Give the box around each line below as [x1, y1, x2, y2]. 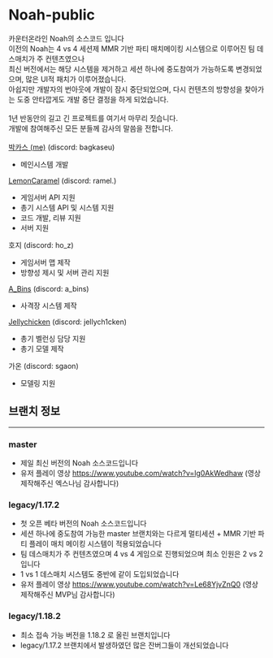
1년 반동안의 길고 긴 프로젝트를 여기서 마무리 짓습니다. [8, 113, 179, 123]
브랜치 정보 [8, 405, 61, 418]
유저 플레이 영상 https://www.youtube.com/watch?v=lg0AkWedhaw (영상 [19, 469, 262, 478]
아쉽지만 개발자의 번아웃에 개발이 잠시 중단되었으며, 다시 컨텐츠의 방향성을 [8, 84, 243, 94]
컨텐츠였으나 [45, 54, 85, 63]
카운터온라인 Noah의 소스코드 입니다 [8, 33, 124, 43]
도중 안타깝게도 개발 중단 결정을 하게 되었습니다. [16, 94, 169, 104]
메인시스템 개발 [19, 159, 69, 169]
